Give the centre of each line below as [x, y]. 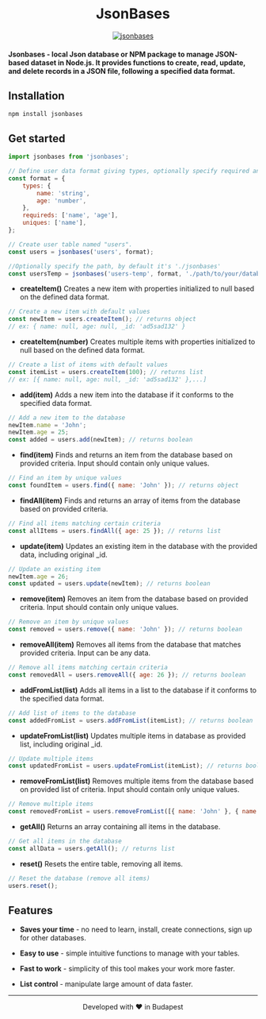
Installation [36, 96]
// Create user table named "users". [70, 244]
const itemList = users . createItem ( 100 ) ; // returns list [106, 372]
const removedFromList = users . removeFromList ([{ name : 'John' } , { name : [134, 812]
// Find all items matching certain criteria [84, 523]
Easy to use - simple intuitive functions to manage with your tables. [129, 953]
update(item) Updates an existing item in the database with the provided [139, 546]
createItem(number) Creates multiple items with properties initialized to [137, 342]
